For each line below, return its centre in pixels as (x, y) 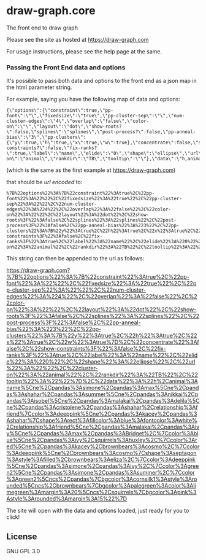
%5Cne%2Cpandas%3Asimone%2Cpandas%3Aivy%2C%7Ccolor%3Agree (103, 466)
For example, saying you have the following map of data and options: (93, 99)
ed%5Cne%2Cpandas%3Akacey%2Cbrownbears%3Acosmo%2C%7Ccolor (103, 446)
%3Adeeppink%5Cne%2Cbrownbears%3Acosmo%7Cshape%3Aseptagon (102, 453)
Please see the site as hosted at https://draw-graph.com (78, 39)
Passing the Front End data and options (66, 67)
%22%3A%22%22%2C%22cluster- (52, 368)
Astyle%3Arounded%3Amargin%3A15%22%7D (67, 499)
